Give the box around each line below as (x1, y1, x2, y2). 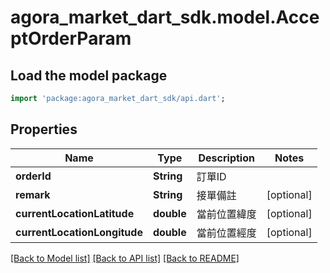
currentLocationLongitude (15, 225, 143, 239)
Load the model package (10, 67, 168, 84)
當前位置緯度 (196, 207, 257, 221)
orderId (15, 169, 52, 183)
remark (15, 187, 51, 201)
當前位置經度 (196, 226, 257, 240)
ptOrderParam (10, 27, 132, 50)
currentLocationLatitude (15, 206, 135, 220)
